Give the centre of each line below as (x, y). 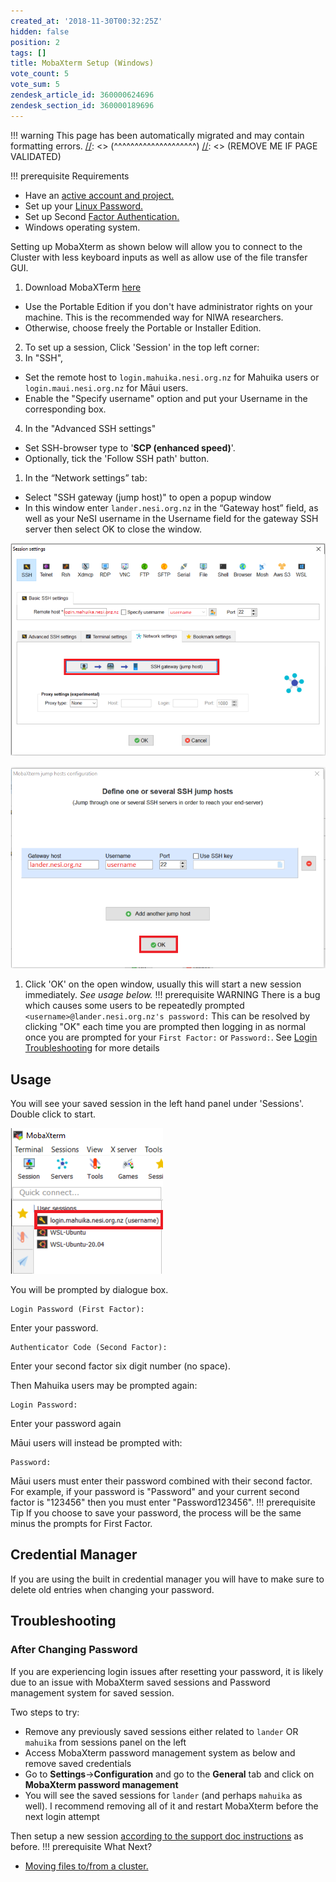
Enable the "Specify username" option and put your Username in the (166, 398)
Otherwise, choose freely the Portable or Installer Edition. (143, 327)
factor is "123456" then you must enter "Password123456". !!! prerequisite (163, 1502)
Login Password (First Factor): (77, 1310)
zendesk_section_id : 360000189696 (82, 105)
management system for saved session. (92, 1692)
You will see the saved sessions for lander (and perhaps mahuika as (163, 1795)
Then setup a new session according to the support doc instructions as (157, 1836)
